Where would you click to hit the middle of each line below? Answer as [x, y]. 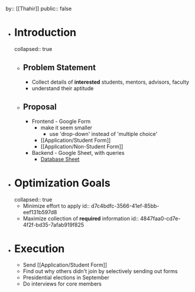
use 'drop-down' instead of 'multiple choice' [103, 134]
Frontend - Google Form [61, 121]
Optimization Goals [62, 183]
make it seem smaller [66, 128]
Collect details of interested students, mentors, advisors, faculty [110, 82]
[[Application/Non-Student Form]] [82, 146]
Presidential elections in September [66, 278]
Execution [39, 248]
